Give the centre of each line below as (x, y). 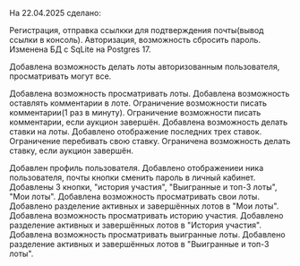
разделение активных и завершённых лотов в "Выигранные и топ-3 (139, 244)
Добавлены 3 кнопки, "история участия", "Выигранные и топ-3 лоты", (143, 187)
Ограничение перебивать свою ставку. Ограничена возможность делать (150, 141)
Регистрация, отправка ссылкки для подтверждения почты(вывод (137, 30)
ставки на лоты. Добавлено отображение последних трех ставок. (136, 132)
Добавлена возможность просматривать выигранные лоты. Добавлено (147, 235)
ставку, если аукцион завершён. (72, 150)
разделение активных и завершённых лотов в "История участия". (136, 225)
